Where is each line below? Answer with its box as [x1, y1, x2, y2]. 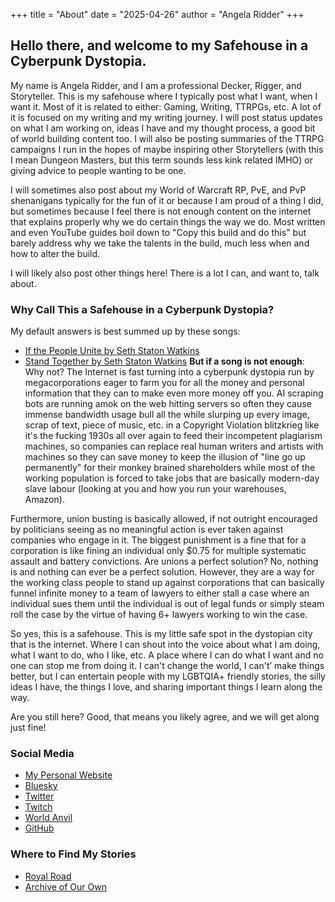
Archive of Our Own [24, 880, 107, 893]
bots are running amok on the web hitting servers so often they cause [24, 398, 312, 410]
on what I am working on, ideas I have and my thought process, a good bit [10, 122, 316, 134]
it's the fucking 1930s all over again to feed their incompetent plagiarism [24, 430, 323, 442]
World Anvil [24, 812, 73, 824]
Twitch [24, 801, 53, 813]
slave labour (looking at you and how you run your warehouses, [24, 483, 287, 495]
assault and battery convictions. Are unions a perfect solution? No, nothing [10, 555, 319, 568]
